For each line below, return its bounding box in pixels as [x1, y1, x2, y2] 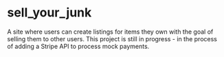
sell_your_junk [7, 5, 92, 21]
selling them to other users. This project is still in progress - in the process [7, 34, 218, 43]
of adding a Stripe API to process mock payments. [7, 42, 150, 50]
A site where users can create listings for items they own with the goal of [7, 27, 214, 36]
